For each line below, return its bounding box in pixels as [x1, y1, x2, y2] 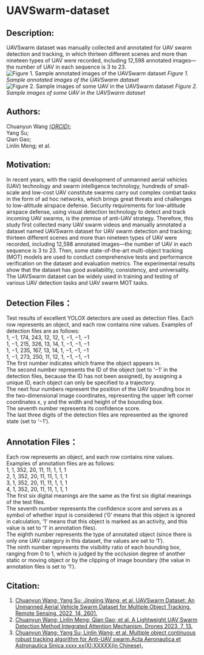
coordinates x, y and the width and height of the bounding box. [6, 398, 164, 406]
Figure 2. [175, 83, 198, 90]
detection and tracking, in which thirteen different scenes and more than [6, 50, 188, 58]
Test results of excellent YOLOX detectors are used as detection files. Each [6, 314, 194, 322]
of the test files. [6, 498, 46, 506]
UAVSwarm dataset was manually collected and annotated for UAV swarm [6, 44, 192, 51]
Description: [6, 28, 55, 38]
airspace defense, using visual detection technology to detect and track [6, 208, 186, 216]
